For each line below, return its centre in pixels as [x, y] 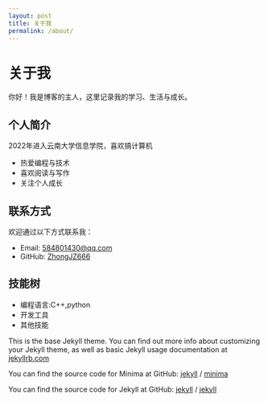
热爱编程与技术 [45, 163]
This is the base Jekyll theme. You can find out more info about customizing [134, 341]
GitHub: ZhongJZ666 [55, 256]
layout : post [30, 16]
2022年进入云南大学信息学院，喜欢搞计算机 [80, 146]
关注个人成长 [41, 183]
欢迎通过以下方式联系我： [51, 231]
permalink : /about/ [41, 31]
